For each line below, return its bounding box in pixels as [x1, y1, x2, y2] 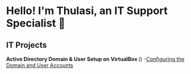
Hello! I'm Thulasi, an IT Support [6, 4, 168, 18]
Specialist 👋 [6, 16, 66, 30]
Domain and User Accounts [6, 62, 74, 69]
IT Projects [6, 40, 47, 50]
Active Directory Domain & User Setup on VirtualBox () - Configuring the [6, 56, 185, 62]
